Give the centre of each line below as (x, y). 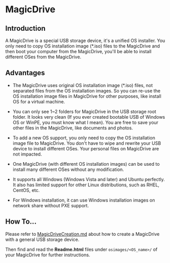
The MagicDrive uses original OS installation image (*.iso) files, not (83, 85)
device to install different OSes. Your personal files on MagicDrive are (86, 148)
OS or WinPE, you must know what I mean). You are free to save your (86, 122)
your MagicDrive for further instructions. (48, 255)
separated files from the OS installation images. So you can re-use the (87, 91)
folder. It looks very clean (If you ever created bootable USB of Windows (89, 117)
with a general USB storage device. (42, 239)
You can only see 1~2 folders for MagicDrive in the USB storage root (84, 112)
